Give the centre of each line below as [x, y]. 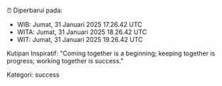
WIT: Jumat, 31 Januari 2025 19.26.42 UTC [80, 39]
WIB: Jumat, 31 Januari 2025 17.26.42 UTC [80, 25]
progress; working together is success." [65, 61]
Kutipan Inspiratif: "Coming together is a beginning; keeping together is [111, 53]
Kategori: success [33, 75]
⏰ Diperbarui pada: [35, 10]
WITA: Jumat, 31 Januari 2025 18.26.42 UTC [82, 32]
